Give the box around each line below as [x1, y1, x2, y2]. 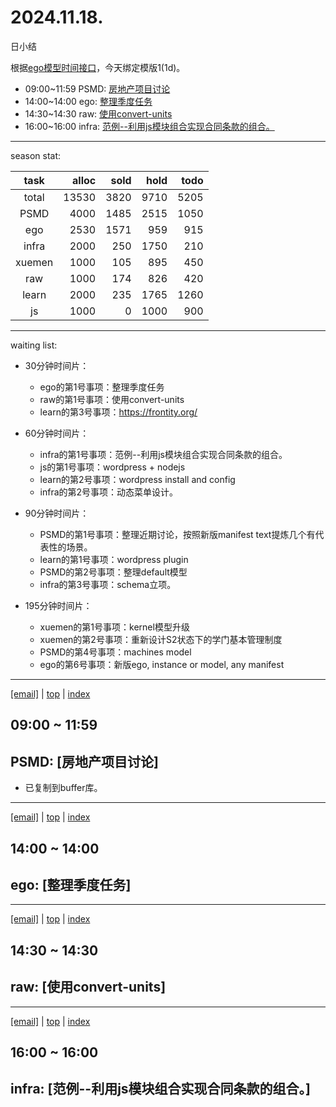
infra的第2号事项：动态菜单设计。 [39, 486, 179, 498]
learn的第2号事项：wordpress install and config [39, 473, 236, 485]
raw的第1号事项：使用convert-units [39, 393, 185, 405]
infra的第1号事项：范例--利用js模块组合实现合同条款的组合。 [39, 448, 288, 460]
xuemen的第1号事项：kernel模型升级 [39, 621, 190, 633]
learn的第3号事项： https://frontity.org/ [39, 406, 198, 418]
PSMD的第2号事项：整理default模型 [39, 566, 188, 578]
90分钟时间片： [24, 507, 90, 519]
